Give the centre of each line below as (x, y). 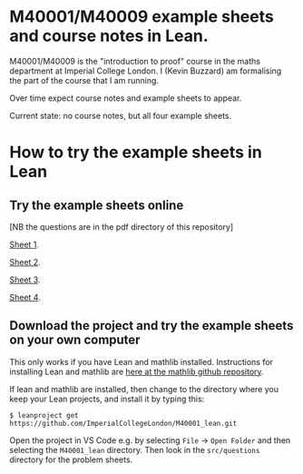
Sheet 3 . (25, 280)
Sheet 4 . (25, 297)
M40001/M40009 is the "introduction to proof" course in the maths (135, 61)
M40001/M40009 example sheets (142, 17)
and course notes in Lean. (109, 36)
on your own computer (75, 340)
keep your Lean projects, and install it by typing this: (107, 399)
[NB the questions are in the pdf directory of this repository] (122, 227)
